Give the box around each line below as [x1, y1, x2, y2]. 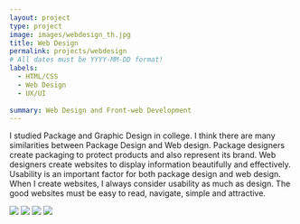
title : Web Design [9, 38, 79, 48]
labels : [9, 64, 39, 73]
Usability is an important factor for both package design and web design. [9, 169, 282, 180]
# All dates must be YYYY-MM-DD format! [9, 55, 164, 64]
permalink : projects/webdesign [9, 47, 127, 56]
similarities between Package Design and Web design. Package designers [9, 140, 286, 151]
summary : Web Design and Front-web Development [9, 106, 192, 115]
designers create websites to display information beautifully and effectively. [9, 159, 292, 170]
